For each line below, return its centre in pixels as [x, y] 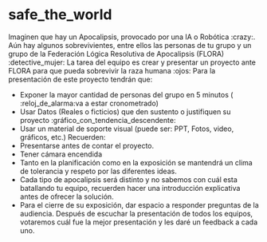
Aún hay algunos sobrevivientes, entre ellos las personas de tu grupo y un [130, 45]
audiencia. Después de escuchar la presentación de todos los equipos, [136, 213]
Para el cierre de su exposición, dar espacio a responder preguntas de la [139, 204]
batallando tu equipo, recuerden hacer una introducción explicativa [130, 188]
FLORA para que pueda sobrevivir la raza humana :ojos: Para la [112, 70]
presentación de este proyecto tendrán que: [80, 79]
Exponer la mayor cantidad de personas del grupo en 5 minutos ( [126, 94]
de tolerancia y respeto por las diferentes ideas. [98, 171]
